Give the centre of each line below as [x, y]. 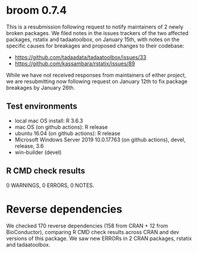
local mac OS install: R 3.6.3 [49, 121]
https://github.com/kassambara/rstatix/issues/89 [75, 64]
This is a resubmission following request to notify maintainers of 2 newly [95, 27]
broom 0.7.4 [37, 10]
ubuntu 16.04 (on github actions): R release [67, 133]
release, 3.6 [29, 146]
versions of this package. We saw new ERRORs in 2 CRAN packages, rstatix [99, 238]
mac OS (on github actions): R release [61, 127]
